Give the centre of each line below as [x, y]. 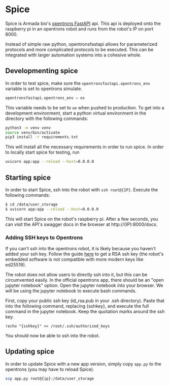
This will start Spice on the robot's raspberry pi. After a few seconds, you [82, 219]
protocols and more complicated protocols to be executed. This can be [79, 49]
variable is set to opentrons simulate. [44, 88]
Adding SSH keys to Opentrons [44, 237]
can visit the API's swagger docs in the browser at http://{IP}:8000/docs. [81, 224]
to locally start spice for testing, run [42, 152]
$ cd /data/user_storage [31, 204]
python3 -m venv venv [28, 128]
